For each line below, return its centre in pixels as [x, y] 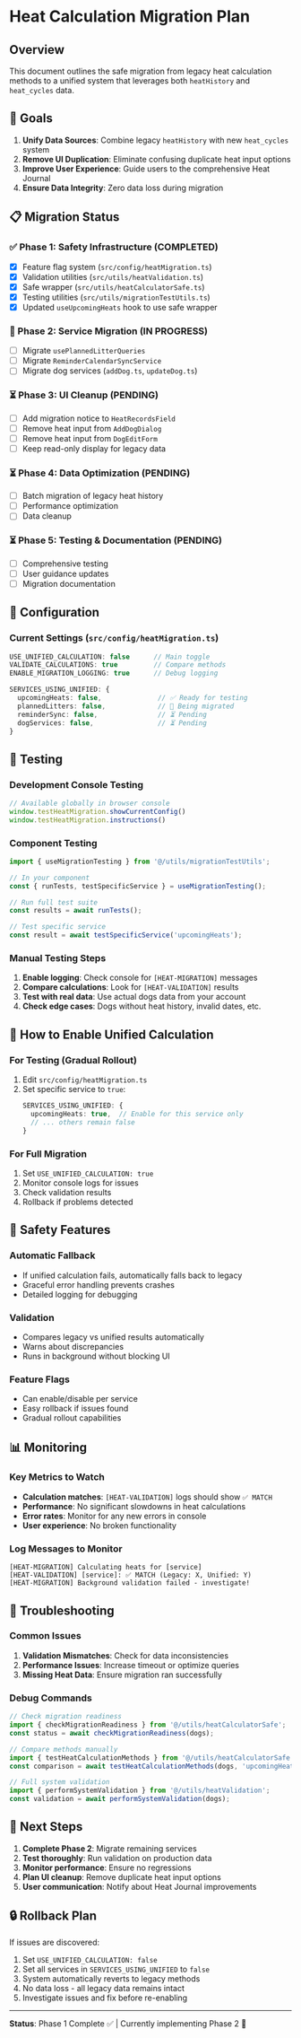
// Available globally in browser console [90, 804]
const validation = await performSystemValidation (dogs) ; [120, 1799]
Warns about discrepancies [73, 1346]
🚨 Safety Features [60, 1230]
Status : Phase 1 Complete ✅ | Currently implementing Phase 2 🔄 [128, 2023]
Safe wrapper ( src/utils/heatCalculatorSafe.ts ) [113, 287]
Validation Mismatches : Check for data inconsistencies [125, 1655]
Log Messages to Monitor [66, 1548]
